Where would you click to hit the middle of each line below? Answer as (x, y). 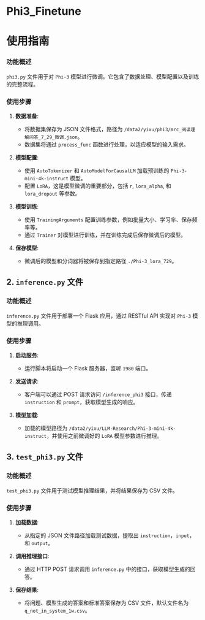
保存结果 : (27, 589)
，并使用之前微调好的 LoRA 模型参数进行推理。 (104, 435)
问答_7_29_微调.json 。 (56, 137)
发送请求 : (27, 381)
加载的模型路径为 (46, 428)
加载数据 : (27, 522)
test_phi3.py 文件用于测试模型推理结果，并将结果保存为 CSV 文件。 (92, 490)
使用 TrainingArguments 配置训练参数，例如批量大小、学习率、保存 (108, 220)
